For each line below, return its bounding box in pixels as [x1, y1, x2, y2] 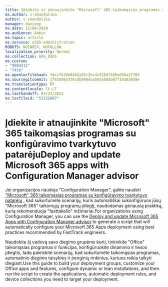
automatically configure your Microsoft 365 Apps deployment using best [5, 224, 155, 230]
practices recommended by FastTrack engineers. [5, 229, 106, 235]
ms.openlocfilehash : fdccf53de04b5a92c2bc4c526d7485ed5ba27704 [5, 72, 140, 77]
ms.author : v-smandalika [5, 12, 57, 17]
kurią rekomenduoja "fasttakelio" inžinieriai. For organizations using [5, 208, 143, 214]
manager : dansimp [5, 21, 41, 26]
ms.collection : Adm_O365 [5, 53, 57, 59]
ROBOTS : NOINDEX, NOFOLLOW [5, 44, 61, 49]
